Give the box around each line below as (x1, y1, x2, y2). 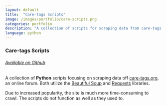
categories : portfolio (5, 21, 52, 26)
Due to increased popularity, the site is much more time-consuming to (5, 90, 149, 96)
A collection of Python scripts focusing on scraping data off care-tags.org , (5, 75, 159, 81)
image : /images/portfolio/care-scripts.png (5, 16, 97, 21)
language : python (5, 30, 41, 35)
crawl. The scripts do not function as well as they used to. (5, 95, 124, 101)
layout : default (5, 7, 39, 12)
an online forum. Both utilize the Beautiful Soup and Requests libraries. (5, 80, 151, 86)
